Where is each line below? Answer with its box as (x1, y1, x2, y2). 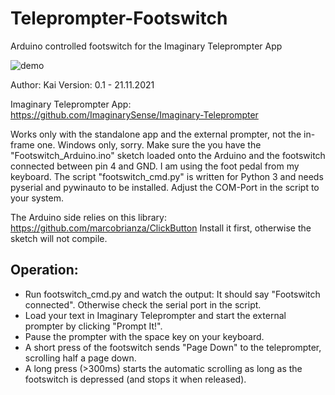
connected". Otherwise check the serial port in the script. (24, 298, 262, 311)
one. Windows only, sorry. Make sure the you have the (36, 138, 262, 151)
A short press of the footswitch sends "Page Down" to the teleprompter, (24, 341, 322, 353)
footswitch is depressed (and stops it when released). (24, 373, 247, 385)
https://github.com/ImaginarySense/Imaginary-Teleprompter (10, 108, 259, 121)
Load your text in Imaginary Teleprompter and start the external (24, 309, 287, 321)
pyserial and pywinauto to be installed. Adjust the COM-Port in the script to (10, 181, 320, 193)
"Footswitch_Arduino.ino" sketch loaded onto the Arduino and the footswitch (10, 149, 326, 161)
